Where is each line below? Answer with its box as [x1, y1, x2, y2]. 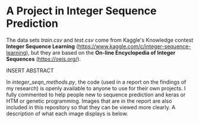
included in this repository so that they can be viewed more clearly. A [6, 103, 176, 111]
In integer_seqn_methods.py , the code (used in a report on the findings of [6, 78, 187, 86]
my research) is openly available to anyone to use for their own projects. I [6, 84, 186, 92]
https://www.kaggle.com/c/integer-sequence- [78, 43, 191, 50]
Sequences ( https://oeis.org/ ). [6, 55, 81, 62]
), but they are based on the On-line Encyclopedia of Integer [26, 49, 176, 56]
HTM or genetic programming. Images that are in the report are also [6, 97, 172, 105]
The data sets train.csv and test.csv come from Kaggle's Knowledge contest [6, 36, 194, 43]
